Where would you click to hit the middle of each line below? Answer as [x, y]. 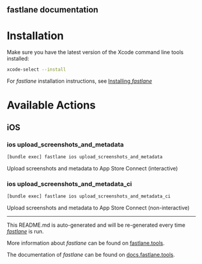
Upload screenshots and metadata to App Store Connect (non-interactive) [98, 208]
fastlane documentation [52, 10]
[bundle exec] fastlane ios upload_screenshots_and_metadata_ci [89, 196]
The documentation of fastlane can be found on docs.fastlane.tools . [91, 255]
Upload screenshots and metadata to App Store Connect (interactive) [93, 168]
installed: [18, 59]
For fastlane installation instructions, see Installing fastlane [79, 81]
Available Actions [51, 105]
